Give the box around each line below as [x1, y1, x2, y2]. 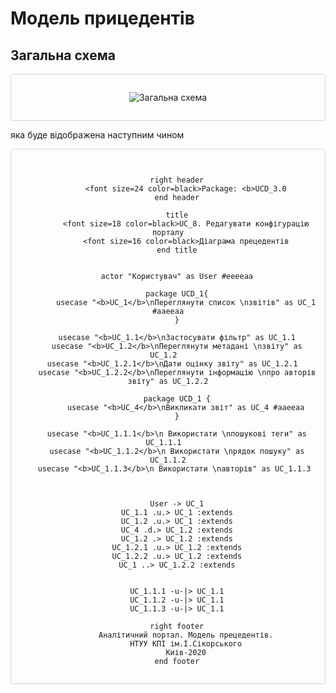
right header [149, 175, 205, 185]
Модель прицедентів [10, 7, 195, 30]
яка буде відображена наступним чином [10, 129, 185, 141]
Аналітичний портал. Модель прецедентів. [98, 630, 274, 640]
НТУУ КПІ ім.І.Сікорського [129, 639, 243, 649]
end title [156, 245, 198, 255]
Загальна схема [10, 47, 116, 64]
